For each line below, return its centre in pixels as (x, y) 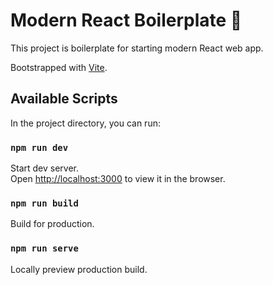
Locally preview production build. (79, 269)
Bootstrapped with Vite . (59, 67)
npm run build (44, 203)
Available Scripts (64, 99)
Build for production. (52, 224)
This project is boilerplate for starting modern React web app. (137, 48)
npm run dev (39, 147)
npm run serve (44, 248)
